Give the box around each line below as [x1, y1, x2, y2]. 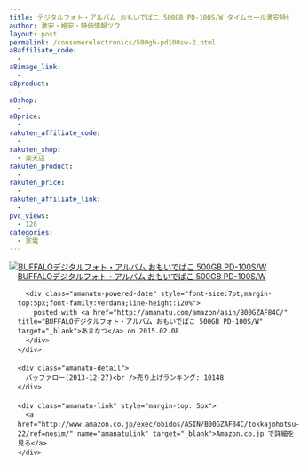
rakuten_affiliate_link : [9, 195, 101, 204]
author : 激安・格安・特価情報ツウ [9, 21, 121, 30]
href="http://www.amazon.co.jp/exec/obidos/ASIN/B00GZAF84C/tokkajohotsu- [17, 420, 300, 429]
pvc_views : [9, 211, 50, 220]
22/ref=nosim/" [17, 429, 74, 438]
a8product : [9, 79, 50, 88]
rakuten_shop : [9, 145, 62, 154]
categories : [9, 228, 53, 237]
